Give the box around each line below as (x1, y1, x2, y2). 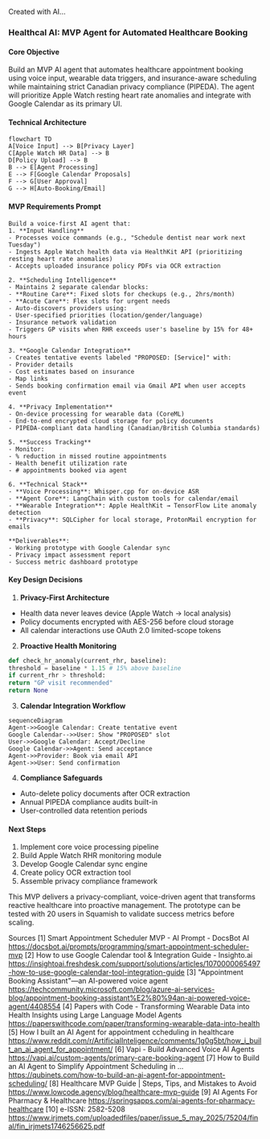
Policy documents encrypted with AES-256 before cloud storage (19, 616, 235, 627)
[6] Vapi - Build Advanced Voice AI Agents (114, 1045, 255, 1054)
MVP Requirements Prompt (8, 201, 102, 211)
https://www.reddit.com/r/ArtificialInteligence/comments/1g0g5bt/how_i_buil (8, 1036, 262, 1046)
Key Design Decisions (8, 575, 83, 585)
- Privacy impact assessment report (8, 551, 131, 559)
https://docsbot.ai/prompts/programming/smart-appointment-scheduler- (8, 942, 250, 951)
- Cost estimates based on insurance (8, 367, 135, 375)
